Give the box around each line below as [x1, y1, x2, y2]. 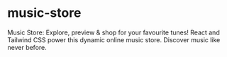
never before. [7, 43, 48, 51]
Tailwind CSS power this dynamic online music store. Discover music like [7, 35, 221, 44]
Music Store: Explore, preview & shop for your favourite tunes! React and [7, 28, 220, 37]
